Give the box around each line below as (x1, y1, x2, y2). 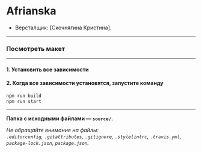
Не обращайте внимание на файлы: (6, 126, 99, 133)
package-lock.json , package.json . (6, 139, 89, 146)
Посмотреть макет (6, 44, 65, 53)
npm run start (6, 98, 42, 104)
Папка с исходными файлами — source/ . (6, 115, 114, 122)
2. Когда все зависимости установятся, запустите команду (6, 80, 164, 87)
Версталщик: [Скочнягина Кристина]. (14, 24, 112, 31)
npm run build (6, 93, 42, 99)
